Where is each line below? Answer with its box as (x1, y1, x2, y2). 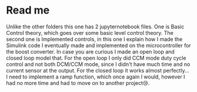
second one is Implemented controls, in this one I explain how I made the (6, 35, 183, 42)
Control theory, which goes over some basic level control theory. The (6, 29, 173, 36)
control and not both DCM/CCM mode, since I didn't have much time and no (6, 60, 191, 68)
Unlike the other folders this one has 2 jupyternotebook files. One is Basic (6, 23, 185, 30)
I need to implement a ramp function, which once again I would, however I (6, 73, 185, 80)
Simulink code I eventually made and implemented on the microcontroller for (6, 42, 191, 49)
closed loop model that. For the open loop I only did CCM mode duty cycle (6, 54, 186, 61)
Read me (6, 4, 50, 17)
